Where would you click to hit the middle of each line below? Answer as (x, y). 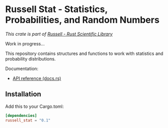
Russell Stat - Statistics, (57, 9)
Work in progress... (25, 43)
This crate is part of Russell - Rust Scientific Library (59, 34)
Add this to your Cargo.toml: (35, 106)
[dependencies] (21, 115)
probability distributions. (31, 58)
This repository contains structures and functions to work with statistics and (84, 53)
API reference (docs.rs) (37, 78)
